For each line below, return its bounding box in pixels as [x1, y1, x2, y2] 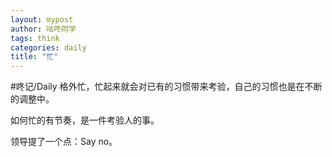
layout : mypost [10, 14, 74, 25]
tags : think [10, 33, 60, 43]
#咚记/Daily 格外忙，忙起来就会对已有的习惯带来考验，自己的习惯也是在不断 [10, 81, 323, 93]
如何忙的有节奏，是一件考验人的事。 [10, 114, 160, 126]
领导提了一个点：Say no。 [10, 136, 118, 148]
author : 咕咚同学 [10, 24, 77, 34]
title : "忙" [10, 52, 59, 62]
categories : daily [10, 42, 87, 53]
